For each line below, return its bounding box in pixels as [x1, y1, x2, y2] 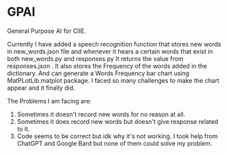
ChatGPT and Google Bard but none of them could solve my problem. [16, 139, 213, 147]
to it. [16, 125, 30, 133]
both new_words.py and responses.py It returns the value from [7, 54, 184, 62]
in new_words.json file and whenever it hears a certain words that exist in [7, 47, 214, 55]
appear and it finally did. [7, 84, 75, 92]
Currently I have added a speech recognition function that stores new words [7, 40, 222, 48]
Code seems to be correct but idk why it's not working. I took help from [16, 131, 218, 140]
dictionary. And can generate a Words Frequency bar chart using [7, 69, 190, 77]
